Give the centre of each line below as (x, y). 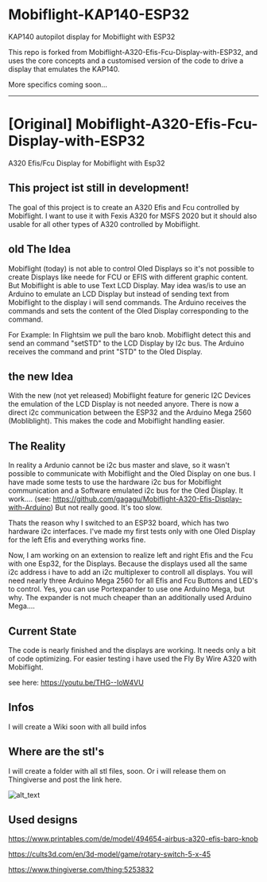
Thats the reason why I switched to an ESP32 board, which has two (118, 523)
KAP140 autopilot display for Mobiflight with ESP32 (92, 37)
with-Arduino (30, 508)
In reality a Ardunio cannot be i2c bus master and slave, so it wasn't (119, 465)
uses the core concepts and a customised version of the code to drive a (126, 60)
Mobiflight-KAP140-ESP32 (99, 15)
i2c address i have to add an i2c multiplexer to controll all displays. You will (130, 572)
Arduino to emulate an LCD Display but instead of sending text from (119, 294)
